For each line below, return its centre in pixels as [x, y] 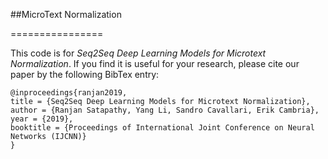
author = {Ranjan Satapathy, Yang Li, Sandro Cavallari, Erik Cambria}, [165, 110]
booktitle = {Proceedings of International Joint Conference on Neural [162, 128]
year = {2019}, [42, 119]
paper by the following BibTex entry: [85, 74]
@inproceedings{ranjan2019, [69, 93]
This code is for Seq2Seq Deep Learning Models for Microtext [138, 53]
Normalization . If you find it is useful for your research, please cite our [155, 63]
